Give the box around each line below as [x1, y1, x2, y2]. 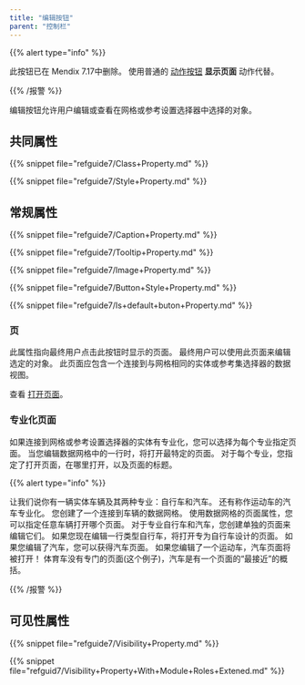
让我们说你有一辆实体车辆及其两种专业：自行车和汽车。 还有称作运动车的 [9, 496, 283, 506]
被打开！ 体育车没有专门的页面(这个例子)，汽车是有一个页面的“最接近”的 [9, 553, 280, 564]
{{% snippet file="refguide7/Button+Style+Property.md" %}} [9, 282, 238, 293]
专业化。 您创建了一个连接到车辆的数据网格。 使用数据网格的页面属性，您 [16, 507, 293, 518]
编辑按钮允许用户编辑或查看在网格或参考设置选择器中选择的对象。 [9, 104, 257, 115]
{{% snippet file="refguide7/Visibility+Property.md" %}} [9, 638, 220, 649]
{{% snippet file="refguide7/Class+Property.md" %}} [9, 158, 209, 169]
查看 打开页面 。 [9, 389, 68, 400]
